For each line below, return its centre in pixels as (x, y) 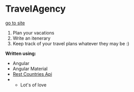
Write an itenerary (32, 38)
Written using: (21, 53)
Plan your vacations (33, 33)
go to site (15, 23)
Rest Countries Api (32, 74)
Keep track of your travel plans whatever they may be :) (71, 43)
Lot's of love (33, 85)
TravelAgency (36, 9)
